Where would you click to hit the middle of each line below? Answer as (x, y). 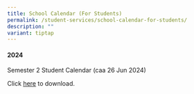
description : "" (30, 26)
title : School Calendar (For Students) (65, 13)
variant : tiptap (30, 33)
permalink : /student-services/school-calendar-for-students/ (97, 20)
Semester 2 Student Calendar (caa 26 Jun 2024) (77, 70)
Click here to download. (41, 84)
